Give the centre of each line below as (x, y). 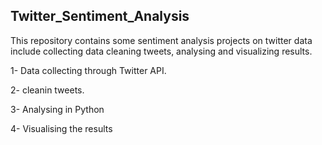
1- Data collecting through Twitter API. (88, 70)
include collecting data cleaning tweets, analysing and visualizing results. (161, 51)
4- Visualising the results (61, 128)
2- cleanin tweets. (47, 90)
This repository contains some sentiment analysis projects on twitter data (161, 40)
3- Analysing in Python (57, 109)
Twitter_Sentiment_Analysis (100, 16)
